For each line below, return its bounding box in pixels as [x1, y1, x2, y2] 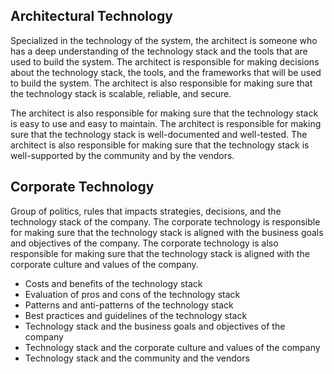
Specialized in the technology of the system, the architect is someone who [10, 34, 318, 46]
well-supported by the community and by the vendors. [10, 149, 235, 161]
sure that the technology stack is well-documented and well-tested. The [10, 128, 308, 140]
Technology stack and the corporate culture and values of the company [24, 341, 321, 353]
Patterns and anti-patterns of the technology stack [24, 299, 234, 311]
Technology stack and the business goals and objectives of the [24, 320, 286, 332]
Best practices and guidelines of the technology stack [24, 309, 248, 321]
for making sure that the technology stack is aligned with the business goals [10, 226, 324, 238]
